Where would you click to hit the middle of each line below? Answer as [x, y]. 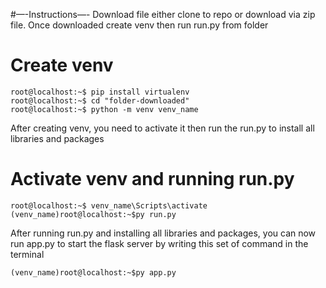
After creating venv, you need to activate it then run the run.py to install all [162, 128]
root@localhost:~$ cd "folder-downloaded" [100, 100]
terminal [27, 254]
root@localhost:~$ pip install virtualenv [100, 92]
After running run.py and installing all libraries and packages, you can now [163, 233]
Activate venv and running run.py [152, 179]
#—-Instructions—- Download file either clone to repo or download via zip [163, 14]
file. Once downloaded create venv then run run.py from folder [139, 25]
